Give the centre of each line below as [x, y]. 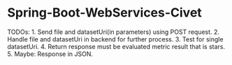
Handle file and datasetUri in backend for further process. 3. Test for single [115, 39]
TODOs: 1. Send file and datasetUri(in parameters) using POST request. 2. [114, 32]
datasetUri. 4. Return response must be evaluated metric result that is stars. [116, 46]
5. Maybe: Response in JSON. [50, 54]
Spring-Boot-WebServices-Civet [105, 13]
